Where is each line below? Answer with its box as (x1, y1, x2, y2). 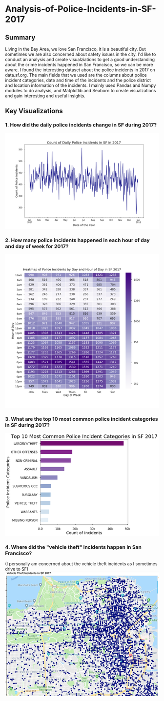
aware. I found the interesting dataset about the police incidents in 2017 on (5, 67, 155, 73)
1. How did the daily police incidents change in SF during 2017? (5, 122, 157, 128)
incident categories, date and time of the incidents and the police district (5, 77, 151, 83)
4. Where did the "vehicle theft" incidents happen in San (5, 543, 142, 550)
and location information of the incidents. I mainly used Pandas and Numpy (5, 82, 156, 88)
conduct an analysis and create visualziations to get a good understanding (5, 57, 155, 62)
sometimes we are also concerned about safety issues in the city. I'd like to (5, 51, 156, 57)
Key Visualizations (5, 107, 63, 115)
